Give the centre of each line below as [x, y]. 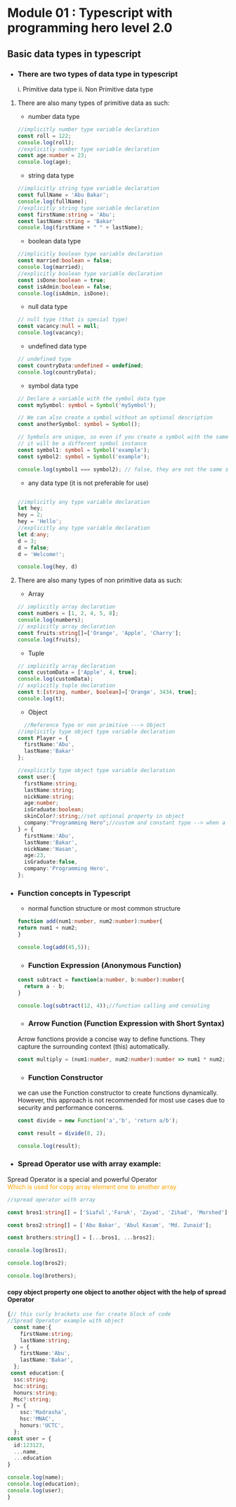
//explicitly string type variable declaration [88, 208]
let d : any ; [33, 534]
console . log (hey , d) [47, 567]
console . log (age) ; [44, 162]
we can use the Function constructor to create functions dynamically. [118, 1092]
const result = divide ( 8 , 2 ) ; [62, 1133]
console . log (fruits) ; [49, 639]
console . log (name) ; [36, 1477]
